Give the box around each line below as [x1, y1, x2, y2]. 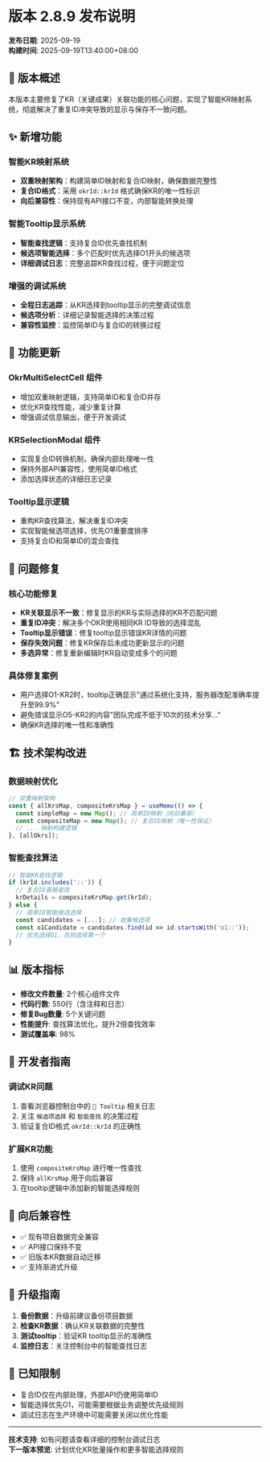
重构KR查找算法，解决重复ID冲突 [19, 516, 129, 525]
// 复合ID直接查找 [15, 886, 70, 894]
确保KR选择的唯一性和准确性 [19, 720, 115, 730]
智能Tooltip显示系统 [8, 218, 86, 229]
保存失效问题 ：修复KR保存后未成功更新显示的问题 [19, 638, 185, 648]
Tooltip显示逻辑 [8, 496, 70, 507]
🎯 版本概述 [8, 72, 60, 85]
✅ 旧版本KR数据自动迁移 [19, 1252, 101, 1262]
